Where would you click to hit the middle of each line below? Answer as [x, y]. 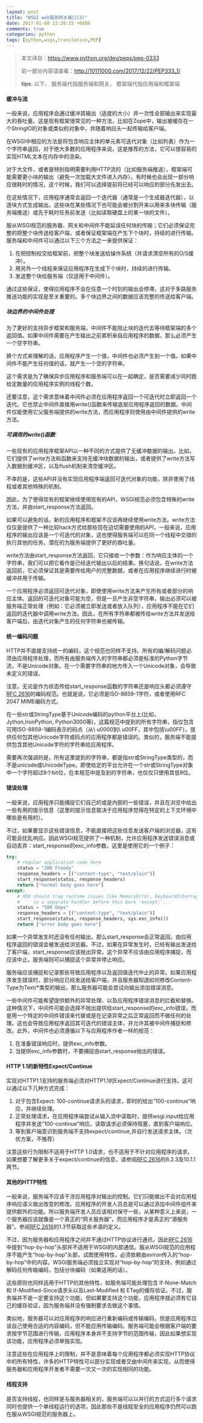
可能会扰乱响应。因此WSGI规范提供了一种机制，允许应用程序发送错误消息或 [101, 838]
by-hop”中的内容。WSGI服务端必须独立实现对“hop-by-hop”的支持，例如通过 [101, 1263]
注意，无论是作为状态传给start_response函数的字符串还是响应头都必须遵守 [99, 686]
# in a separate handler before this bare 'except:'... [94, 902]
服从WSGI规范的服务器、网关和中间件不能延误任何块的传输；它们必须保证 [98, 225]
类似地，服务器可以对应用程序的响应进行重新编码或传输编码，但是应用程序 [99, 1318]
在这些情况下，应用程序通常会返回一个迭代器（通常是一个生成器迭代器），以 [100, 197]
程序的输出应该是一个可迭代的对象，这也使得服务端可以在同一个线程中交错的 [101, 535]
